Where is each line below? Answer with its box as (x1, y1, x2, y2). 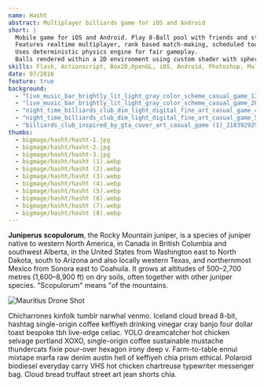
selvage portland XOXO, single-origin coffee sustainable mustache (8, 336, 224, 346)
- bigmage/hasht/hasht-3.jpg (15, 150, 111, 158)
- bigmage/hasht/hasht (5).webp (15, 186, 122, 195)
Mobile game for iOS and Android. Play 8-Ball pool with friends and (15, 33, 247, 42)
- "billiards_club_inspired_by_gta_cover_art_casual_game (15, 121, 210, 129)
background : (8, 84, 47, 93)
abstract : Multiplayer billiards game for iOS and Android (8, 19, 206, 27)
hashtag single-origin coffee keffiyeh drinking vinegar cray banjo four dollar (8, 319, 254, 329)
